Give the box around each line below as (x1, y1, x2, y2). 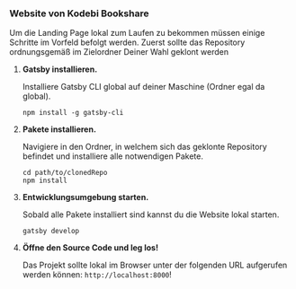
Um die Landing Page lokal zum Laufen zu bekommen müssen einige (9, 28, 265, 39)
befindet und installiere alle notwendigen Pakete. (22, 151, 204, 162)
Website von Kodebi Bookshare (9, 7, 149, 20)
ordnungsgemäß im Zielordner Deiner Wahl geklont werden (9, 47, 229, 57)
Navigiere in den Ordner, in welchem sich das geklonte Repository (22, 142, 267, 153)
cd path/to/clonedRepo (22, 169, 108, 178)
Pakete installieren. (22, 124, 97, 135)
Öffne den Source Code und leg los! (22, 242, 159, 253)
